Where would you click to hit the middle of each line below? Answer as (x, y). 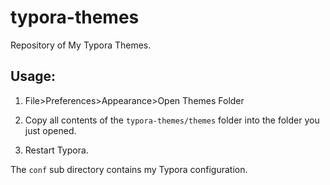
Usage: (33, 76)
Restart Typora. (56, 150)
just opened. (50, 130)
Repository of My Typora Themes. (81, 45)
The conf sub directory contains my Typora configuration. (129, 169)
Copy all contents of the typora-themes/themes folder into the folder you (172, 120)
